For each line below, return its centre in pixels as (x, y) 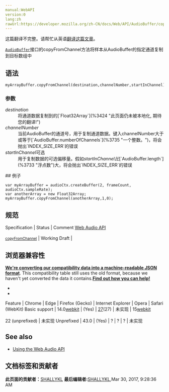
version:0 (16, 15)
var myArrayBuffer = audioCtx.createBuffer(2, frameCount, (68, 185)
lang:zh (13, 19)
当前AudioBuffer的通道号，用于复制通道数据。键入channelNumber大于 (91, 134)
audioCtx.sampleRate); (29, 190)
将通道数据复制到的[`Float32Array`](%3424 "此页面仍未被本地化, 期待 (90, 116)
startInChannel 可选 (25, 153)
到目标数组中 (18, 56)
